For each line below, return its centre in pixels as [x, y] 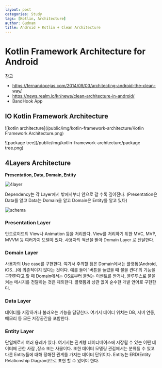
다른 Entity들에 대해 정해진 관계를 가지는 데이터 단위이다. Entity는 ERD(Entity [78, 354]
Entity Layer [20, 331]
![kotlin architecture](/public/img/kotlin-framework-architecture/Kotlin [74, 128]
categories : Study [24, 14]
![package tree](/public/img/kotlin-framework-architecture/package [73, 142]
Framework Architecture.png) [34, 133]
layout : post [18, 9]
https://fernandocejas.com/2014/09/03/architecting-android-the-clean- [84, 86]
